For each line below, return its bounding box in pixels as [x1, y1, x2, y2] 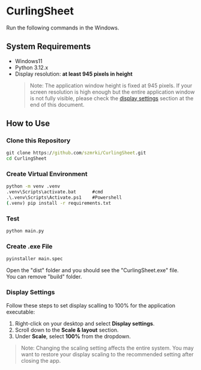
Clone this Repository [6, 136, 71, 145]
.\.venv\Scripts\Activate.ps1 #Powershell [6, 195, 122, 201]
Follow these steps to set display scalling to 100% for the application [6, 302, 176, 309]
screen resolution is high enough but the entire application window [29, 88, 195, 96]
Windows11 [14, 57, 43, 64]
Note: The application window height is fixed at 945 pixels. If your [29, 82, 193, 89]
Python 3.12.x [14, 64, 49, 71]
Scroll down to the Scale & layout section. [14, 326, 119, 333]
